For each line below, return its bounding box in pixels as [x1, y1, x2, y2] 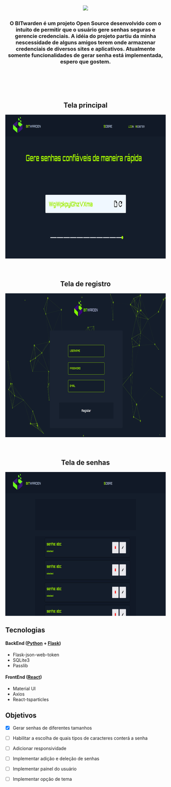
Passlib [12, 662, 28, 668]
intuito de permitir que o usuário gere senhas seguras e [15, 26, 156, 33]
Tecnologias [5, 626, 45, 635]
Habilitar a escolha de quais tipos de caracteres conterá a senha [12, 735, 148, 741]
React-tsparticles [12, 696, 49, 702]
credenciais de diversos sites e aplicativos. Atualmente [16, 46, 155, 53]
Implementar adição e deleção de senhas [12, 755, 100, 761]
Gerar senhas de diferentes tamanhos [12, 725, 92, 731]
